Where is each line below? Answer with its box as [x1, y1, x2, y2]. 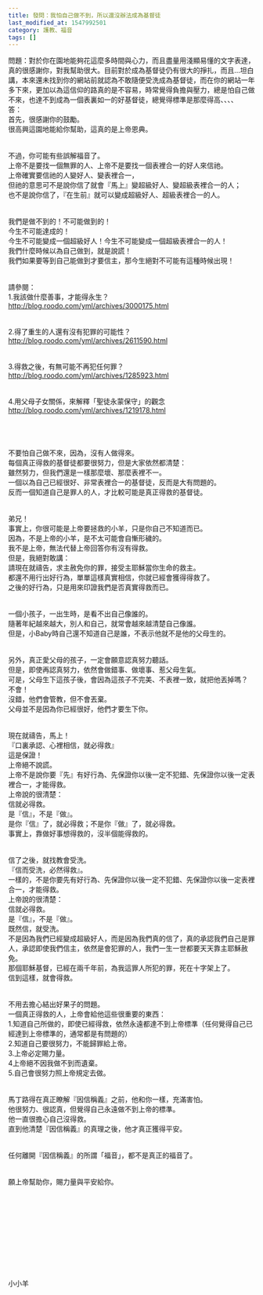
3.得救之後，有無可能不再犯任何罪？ [8, 362, 124, 371]
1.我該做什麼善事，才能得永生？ [8, 292, 110, 302]
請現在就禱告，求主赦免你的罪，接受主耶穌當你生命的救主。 [8, 563, 200, 573]
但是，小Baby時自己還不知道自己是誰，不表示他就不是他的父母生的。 [8, 629, 231, 638]
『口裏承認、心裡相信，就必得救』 [8, 741, 118, 750]
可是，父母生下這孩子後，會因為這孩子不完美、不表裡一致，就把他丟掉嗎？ [8, 675, 248, 684]
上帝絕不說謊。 [8, 761, 56, 770]
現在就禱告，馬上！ [8, 731, 70, 740]
